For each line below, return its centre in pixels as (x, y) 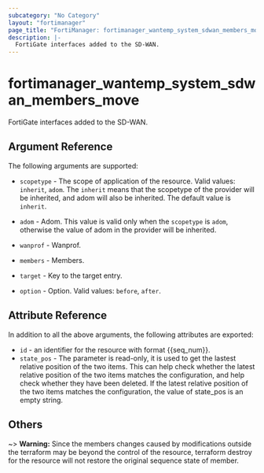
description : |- (35, 37)
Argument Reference (60, 147)
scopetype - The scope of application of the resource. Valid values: (127, 181)
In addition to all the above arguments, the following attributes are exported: (131, 334)
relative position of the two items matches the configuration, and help (132, 375)
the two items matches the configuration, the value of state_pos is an (131, 391)
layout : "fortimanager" (47, 23)
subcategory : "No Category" (54, 15)
